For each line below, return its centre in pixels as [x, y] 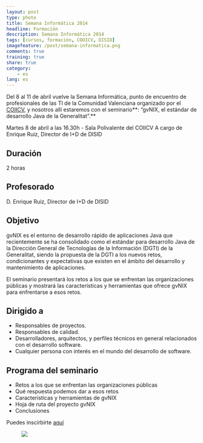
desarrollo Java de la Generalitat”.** [51, 116]
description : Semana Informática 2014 [55, 35]
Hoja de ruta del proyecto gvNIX [55, 404]
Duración [24, 153]
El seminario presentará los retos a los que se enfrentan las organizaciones [100, 279]
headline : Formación [32, 29]
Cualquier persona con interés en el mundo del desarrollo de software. [103, 351]
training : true [25, 57]
